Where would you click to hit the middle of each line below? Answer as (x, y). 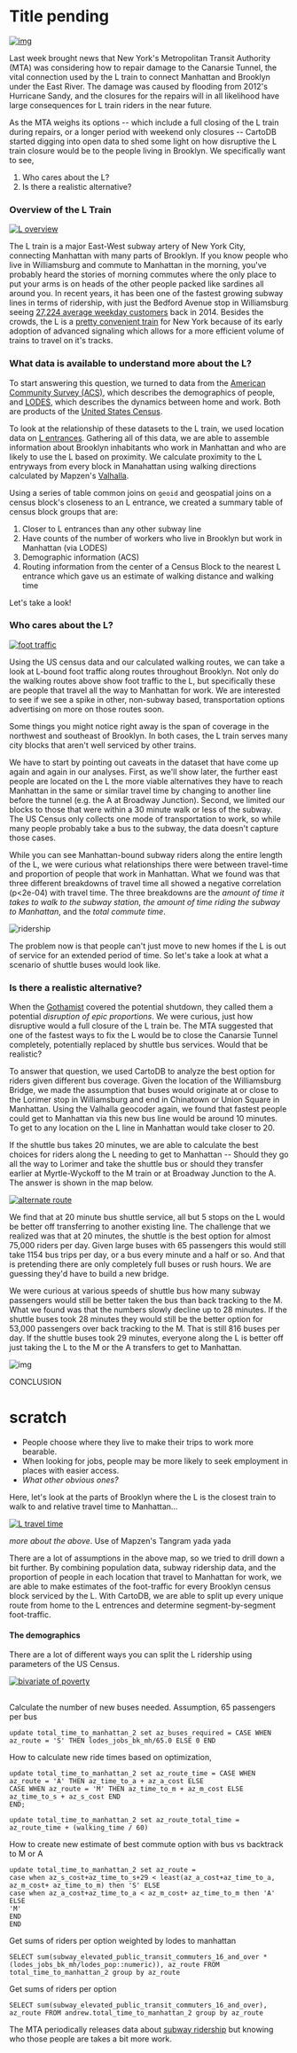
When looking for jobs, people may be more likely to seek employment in (155, 1461)
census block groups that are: (63, 511)
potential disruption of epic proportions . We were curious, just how (131, 1017)
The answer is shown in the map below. (81, 1183)
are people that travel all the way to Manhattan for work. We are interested (145, 690)
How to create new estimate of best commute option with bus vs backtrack (146, 1844)
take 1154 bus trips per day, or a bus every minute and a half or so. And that (147, 1255)
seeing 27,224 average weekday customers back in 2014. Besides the (137, 312)
